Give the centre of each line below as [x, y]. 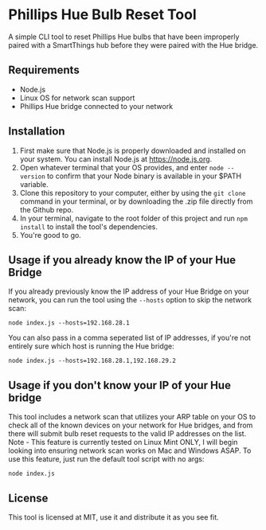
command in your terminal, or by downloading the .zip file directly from [136, 201]
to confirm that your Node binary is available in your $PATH [144, 176]
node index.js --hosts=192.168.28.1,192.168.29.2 [92, 361]
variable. [34, 184]
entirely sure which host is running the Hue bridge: [92, 346]
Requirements [44, 70]
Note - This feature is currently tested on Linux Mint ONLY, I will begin [123, 442]
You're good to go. [50, 235]
